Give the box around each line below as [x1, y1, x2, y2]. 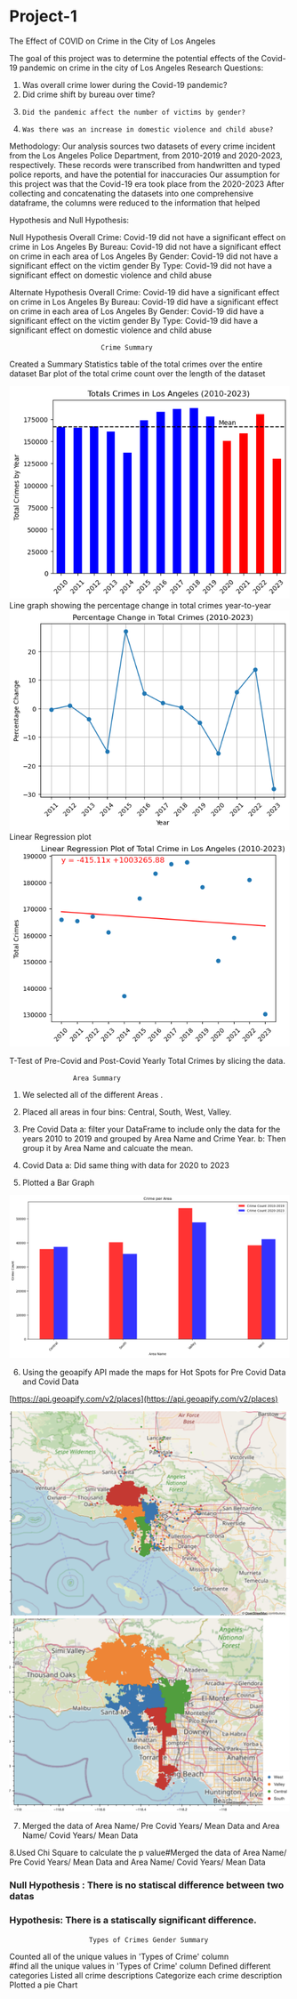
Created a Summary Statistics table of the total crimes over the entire [9, 359, 263, 369]
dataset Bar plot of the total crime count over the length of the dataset [9, 367, 266, 379]
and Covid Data [21, 1376, 80, 1387]
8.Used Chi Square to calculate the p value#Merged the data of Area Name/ [9, 1848, 287, 1858]
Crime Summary [100, 343, 153, 352]
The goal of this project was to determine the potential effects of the [9, 52, 260, 63]
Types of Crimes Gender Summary [88, 1935, 209, 1945]
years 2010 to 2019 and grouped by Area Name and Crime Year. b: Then [21, 1133, 286, 1144]
